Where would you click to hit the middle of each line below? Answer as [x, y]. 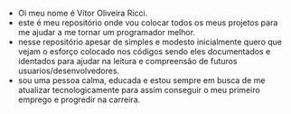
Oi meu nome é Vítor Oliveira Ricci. [83, 13]
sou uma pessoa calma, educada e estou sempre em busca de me [141, 80]
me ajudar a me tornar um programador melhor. [107, 32]
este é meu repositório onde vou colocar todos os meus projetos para [148, 23]
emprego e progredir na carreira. [79, 100]
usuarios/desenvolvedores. [69, 71]
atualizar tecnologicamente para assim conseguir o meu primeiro [139, 90]
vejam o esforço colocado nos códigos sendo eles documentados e [144, 52]
